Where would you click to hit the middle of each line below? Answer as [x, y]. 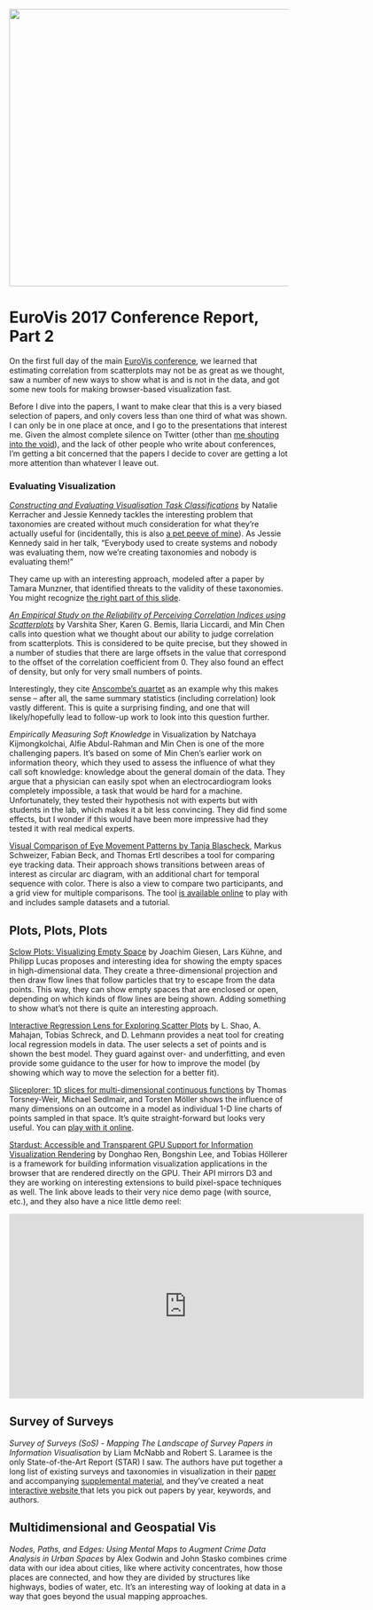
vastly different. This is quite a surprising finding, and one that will [129, 708]
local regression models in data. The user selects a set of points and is [138, 1045]
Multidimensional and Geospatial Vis [113, 1528]
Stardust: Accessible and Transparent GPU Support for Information [131, 1145]
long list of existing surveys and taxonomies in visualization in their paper [143, 1471]
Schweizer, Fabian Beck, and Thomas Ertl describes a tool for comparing [142, 856]
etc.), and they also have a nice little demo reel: [95, 1202]
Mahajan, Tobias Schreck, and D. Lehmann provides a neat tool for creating [147, 1035]
